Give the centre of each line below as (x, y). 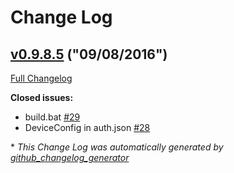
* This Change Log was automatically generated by (117, 147)
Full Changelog (41, 78)
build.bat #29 (52, 117)
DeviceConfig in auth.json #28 (87, 127)
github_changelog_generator (70, 157)
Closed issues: (42, 97)
